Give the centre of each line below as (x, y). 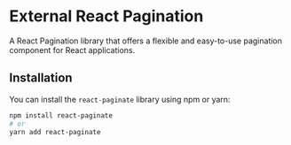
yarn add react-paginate (55, 132)
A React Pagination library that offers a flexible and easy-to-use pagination (145, 41)
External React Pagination (106, 16)
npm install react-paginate (61, 115)
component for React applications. (72, 50)
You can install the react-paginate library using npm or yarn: (120, 99)
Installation (41, 78)
